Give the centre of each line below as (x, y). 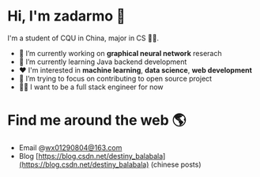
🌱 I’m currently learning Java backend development (103, 62)
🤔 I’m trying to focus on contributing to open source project (115, 78)
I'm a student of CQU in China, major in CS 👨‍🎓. (83, 38)
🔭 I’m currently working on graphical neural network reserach (120, 53)
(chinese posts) (176, 164)
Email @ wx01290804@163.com (70, 147)
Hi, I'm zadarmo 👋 (66, 16)
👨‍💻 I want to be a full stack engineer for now (91, 87)
